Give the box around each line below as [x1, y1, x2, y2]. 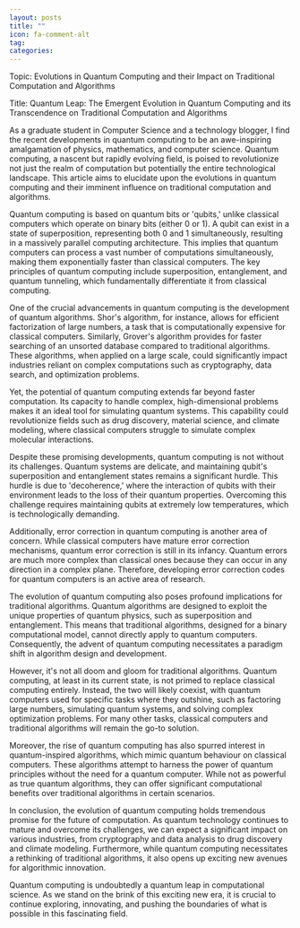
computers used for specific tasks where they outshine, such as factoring [9, 694, 281, 705]
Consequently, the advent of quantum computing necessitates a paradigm [9, 638, 284, 650]
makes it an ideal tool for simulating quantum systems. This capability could [9, 405, 289, 417]
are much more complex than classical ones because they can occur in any [9, 555, 287, 566]
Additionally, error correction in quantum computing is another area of [9, 526, 268, 537]
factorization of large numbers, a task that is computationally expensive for [9, 322, 287, 333]
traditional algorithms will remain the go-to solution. [9, 723, 200, 733]
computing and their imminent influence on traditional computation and [9, 182, 271, 193]
